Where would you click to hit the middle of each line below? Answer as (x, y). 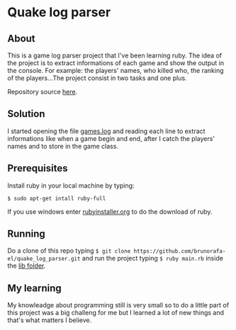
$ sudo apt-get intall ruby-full (57, 198)
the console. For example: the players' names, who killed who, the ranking (116, 70)
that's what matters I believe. (50, 320)
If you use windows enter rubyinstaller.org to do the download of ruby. (110, 211)
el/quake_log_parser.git (44, 259)
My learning (34, 288)
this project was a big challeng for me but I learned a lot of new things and (116, 313)
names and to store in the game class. (63, 146)
